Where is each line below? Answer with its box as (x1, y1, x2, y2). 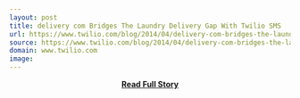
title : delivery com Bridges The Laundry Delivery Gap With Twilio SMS (9, 21, 281, 30)
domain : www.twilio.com (9, 46, 98, 55)
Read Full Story (121, 79, 179, 89)
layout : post (9, 12, 58, 22)
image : (9, 54, 34, 63)
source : (9, 37, 38, 47)
